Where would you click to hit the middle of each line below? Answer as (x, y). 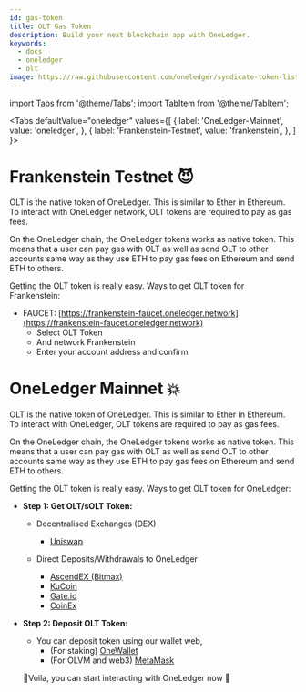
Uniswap (66, 541)
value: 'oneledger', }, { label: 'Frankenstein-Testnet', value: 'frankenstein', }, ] (153, 130)
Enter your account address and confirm (112, 351)
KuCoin (63, 586)
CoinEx (63, 605)
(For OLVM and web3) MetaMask (112, 660)
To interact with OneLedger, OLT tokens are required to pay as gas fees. (144, 423)
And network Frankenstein (86, 341)
